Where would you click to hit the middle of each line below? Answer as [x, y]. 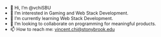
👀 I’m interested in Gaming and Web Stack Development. [69, 13]
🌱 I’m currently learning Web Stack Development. [61, 18]
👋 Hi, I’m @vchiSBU [30, 8]
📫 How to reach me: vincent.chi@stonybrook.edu [62, 29]
